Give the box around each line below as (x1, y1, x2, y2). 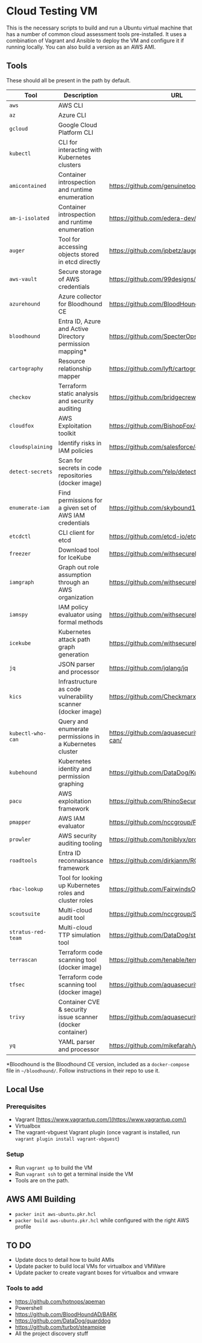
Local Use (6, 1084, 44, 1094)
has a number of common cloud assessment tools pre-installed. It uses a (6, 30, 187, 37)
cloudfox (9, 422, 34, 429)
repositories (58, 471, 92, 480)
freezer (9, 550, 31, 557)
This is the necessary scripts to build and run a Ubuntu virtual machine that (6, 24, 192, 31)
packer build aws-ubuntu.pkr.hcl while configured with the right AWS (14, 1217, 189, 1224)
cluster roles (58, 896, 94, 904)
